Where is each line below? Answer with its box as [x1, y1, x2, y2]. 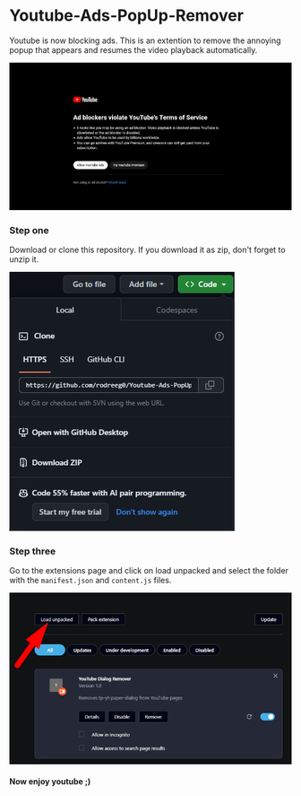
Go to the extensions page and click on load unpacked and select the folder [9, 565, 289, 576]
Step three [9, 545, 56, 557]
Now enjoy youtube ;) [9, 776, 91, 787]
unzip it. [9, 254, 39, 265]
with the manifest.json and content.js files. [9, 575, 172, 586]
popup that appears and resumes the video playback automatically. [9, 44, 258, 55]
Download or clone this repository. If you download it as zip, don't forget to [9, 244, 286, 256]
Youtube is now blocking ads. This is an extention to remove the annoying [9, 35, 281, 46]
